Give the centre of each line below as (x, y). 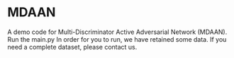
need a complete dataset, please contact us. (72, 47)
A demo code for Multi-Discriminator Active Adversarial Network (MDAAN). (117, 32)
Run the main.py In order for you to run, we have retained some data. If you (117, 39)
